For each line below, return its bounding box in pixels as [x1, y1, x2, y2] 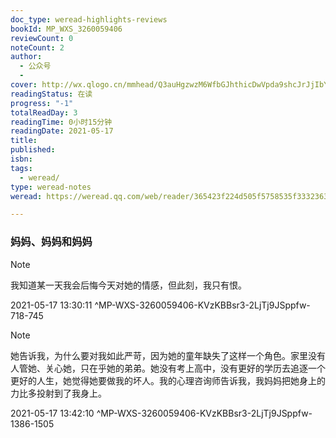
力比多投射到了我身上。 [10, 387, 107, 399]
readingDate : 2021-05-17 [10, 126, 114, 136]
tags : [10, 163, 33, 173]
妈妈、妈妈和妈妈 [10, 235, 93, 249]
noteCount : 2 [10, 42, 65, 53]
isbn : [10, 154, 33, 164]
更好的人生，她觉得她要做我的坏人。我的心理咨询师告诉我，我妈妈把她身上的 [10, 374, 326, 386]
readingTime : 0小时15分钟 [10, 117, 113, 127]
